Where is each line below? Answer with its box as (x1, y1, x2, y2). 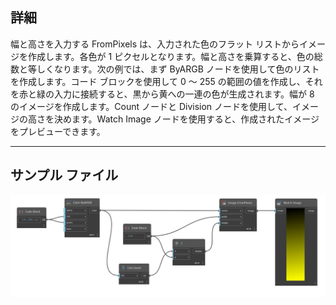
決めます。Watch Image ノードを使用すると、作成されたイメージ (53, 113, 320, 125)
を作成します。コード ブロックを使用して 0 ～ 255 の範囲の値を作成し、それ (10, 75, 323, 87)
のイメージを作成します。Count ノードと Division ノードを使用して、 (10, 100, 293, 112)
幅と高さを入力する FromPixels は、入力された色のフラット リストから (10, 38, 300, 50)
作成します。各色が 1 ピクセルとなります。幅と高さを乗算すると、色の (27, 50, 315, 62)
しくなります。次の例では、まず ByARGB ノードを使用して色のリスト (36, 63, 320, 75)
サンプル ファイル (10, 167, 119, 184)
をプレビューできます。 (10, 125, 106, 137)
